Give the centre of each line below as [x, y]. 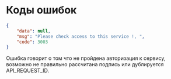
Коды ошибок [41, 10]
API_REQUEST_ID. [28, 71]
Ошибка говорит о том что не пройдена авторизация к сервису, [86, 58]
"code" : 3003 [32, 42]
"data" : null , [34, 31]
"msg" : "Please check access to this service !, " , [81, 36]
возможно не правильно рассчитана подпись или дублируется [85, 64]
